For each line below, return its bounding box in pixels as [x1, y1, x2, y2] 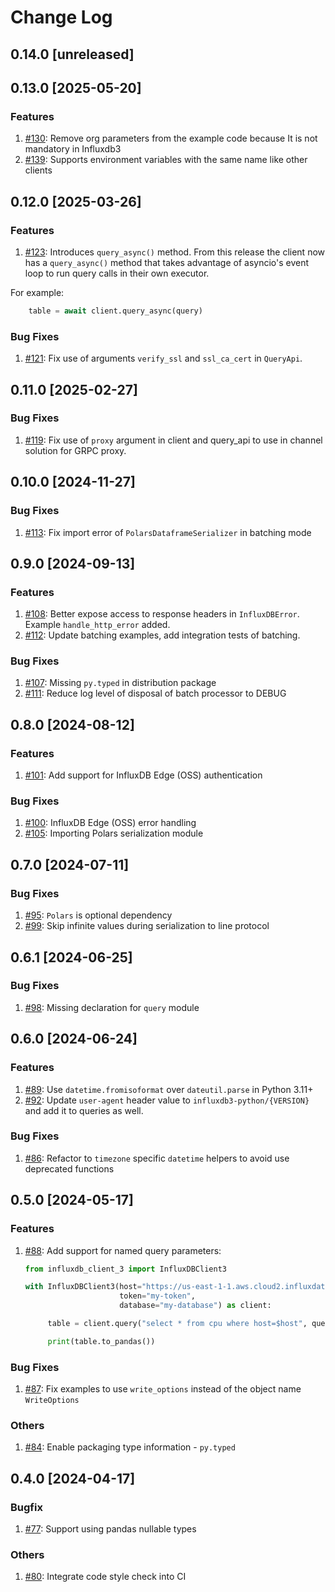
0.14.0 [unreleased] [10, 46, 135, 63]
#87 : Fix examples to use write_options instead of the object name [24, 1383, 302, 1395]
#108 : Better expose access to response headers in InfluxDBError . [24, 608, 300, 620]
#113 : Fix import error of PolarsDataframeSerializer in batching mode [24, 526, 312, 538]
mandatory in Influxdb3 [24, 143, 122, 155]
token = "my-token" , [119, 1291, 196, 1301]
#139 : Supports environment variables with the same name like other [24, 154, 308, 166]
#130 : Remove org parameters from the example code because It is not [24, 132, 318, 145]
